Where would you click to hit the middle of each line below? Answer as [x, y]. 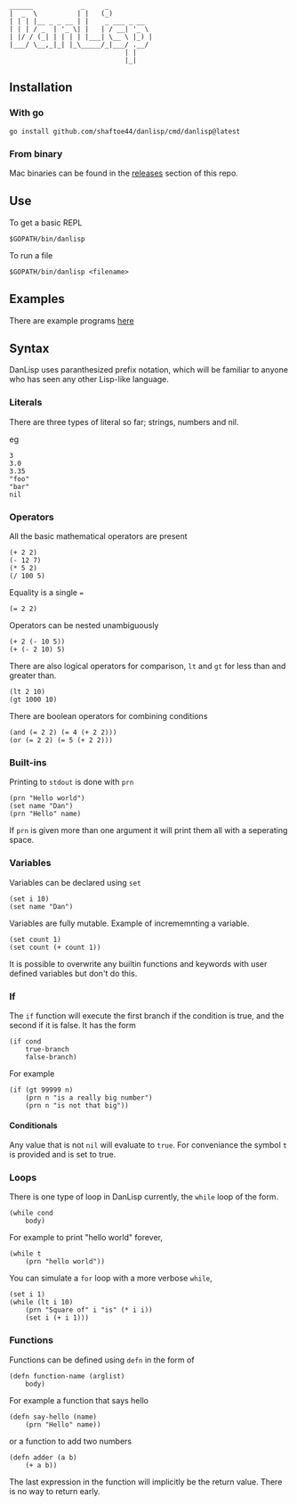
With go [27, 113]
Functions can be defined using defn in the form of [102, 1360]
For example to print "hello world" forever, [86, 1238]
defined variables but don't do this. [73, 973]
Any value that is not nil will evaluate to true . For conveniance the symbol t [148, 1145]
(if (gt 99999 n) [41, 1090]
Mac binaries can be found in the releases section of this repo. [124, 173]
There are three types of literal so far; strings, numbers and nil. [124, 421]
